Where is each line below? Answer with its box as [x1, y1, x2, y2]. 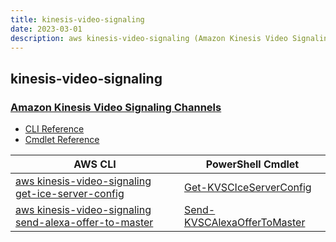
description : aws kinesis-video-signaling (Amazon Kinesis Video [10, 33, 288, 43]
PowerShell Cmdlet [205, 157, 300, 171]
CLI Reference [24, 123, 85, 135]
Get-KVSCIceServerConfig [184, 181, 312, 195]
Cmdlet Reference [24, 134, 100, 146]
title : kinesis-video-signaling [10, 14, 145, 25]
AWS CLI [73, 157, 117, 171]
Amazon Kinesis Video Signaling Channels [10, 100, 222, 114]
